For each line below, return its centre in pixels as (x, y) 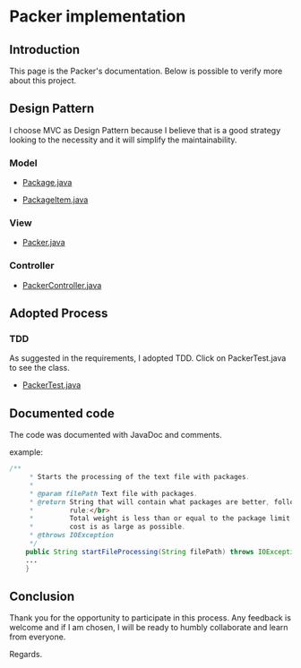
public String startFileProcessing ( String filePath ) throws (140, 552)
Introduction (45, 50)
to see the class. (39, 368)
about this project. (43, 81)
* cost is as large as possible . (107, 527)
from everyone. (38, 637)
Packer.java (43, 243)
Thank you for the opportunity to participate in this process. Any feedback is (150, 618)
